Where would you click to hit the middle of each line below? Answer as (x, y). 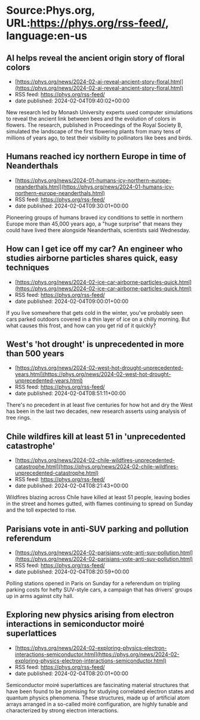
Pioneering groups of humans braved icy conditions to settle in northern (95, 217)
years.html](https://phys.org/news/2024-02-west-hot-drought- (93, 374)
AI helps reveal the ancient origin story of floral (96, 58)
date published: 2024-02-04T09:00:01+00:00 (72, 301)
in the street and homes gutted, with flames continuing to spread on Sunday (99, 504)
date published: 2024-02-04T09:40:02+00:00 (72, 101)
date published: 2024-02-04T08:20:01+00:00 (71, 673)
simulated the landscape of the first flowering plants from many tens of (93, 131)
